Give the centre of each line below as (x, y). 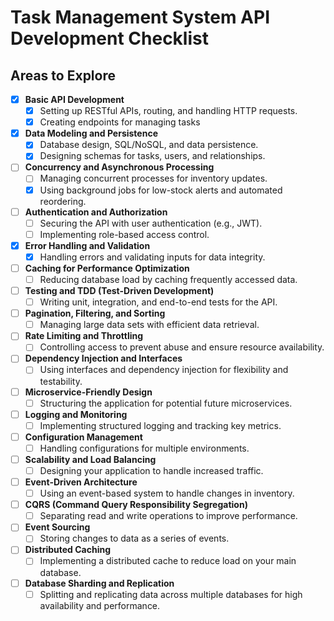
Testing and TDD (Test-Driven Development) (119, 290)
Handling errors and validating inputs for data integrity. (152, 257)
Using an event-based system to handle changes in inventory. (167, 493)
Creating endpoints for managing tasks (120, 122)
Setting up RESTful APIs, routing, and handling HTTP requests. (168, 111)
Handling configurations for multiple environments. (144, 448)
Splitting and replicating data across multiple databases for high (171, 594)
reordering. (63, 201)
